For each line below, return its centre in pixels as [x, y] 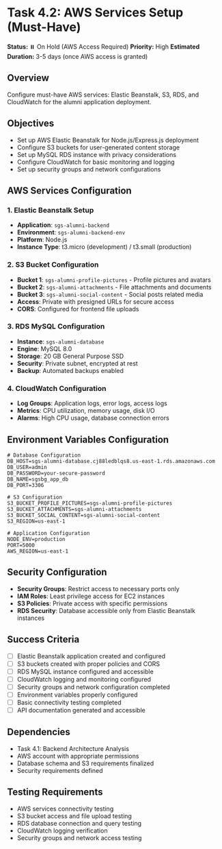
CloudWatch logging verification [62, 830]
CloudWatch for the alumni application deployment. [79, 101]
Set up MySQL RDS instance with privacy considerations [96, 154]
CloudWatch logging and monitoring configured [84, 679]
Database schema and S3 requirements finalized [85, 763]
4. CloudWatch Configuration [57, 388]
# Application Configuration [48, 533]
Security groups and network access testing [79, 837]
